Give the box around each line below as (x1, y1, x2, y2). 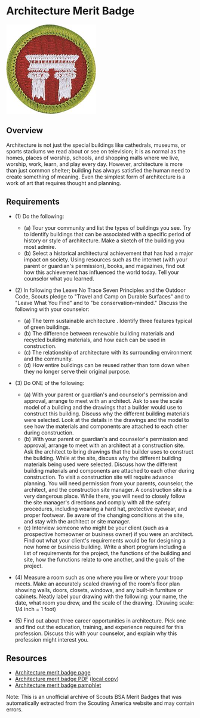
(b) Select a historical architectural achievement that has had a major (23, 249, 193, 257)
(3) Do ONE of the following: (14, 379, 85, 386)
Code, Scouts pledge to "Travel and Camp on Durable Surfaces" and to (14, 292, 190, 300)
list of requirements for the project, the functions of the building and (23, 549, 191, 556)
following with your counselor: (14, 306, 90, 313)
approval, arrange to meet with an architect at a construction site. (23, 442, 185, 449)
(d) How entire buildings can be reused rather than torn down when (23, 361, 190, 368)
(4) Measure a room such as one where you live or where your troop (14, 574, 183, 581)
